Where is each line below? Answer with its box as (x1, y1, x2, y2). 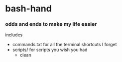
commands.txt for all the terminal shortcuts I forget (12, 42, 117, 48)
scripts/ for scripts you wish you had (12, 47, 88, 53)
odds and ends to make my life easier (5, 21, 97, 28)
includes (5, 32, 23, 38)
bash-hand (5, 3, 52, 14)
